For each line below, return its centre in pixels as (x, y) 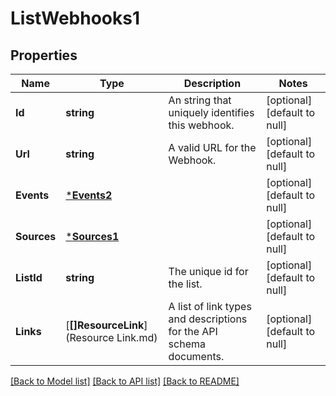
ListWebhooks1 (75, 18)
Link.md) (137, 337)
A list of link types (210, 306)
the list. (185, 284)
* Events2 (89, 195)
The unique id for (208, 271)
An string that (200, 100)
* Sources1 (92, 236)
